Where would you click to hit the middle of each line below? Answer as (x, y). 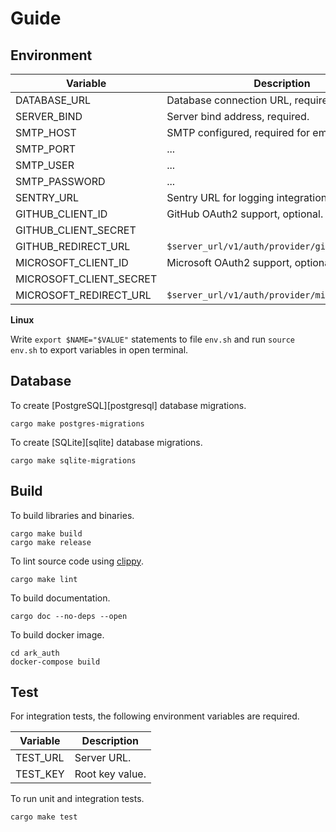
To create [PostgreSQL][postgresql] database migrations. (128, 405)
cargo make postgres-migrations (77, 423)
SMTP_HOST (46, 132)
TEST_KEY (40, 774)
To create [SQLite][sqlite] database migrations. (106, 442)
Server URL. (103, 758)
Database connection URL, (229, 100)
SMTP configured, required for (238, 132)
